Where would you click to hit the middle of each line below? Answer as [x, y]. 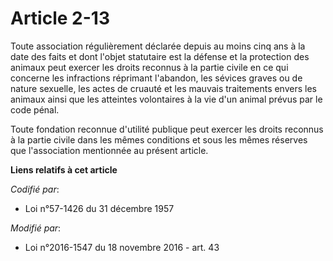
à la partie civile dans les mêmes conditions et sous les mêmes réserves [159, 139]
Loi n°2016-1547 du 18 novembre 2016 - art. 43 [122, 247]
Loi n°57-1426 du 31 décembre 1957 [99, 208]
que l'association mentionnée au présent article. [109, 150]
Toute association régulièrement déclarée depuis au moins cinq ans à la [158, 46]
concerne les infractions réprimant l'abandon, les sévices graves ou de [156, 78]
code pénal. [35, 109]
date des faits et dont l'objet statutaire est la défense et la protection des [160, 56]
